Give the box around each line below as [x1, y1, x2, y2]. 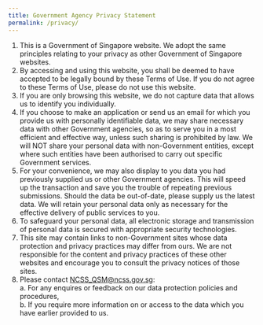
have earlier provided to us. [19, 308, 108, 317]
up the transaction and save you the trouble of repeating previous [19, 183, 232, 192]
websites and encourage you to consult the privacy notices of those [19, 257, 240, 268]
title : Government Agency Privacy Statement [8, 11, 156, 20]
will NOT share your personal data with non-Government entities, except [19, 141, 254, 150]
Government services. [19, 157, 92, 167]
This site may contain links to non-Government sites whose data [19, 233, 228, 242]
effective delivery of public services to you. [19, 208, 160, 217]
